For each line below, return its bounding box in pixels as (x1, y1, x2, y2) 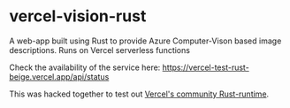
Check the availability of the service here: (9, 62, 161, 73)
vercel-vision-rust (9, 6, 147, 27)
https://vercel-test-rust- (162, 62, 249, 73)
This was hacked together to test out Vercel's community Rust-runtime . (9, 89, 270, 99)
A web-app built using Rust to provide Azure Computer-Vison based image (9, 35, 282, 46)
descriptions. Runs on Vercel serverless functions (9, 44, 190, 55)
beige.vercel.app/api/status (9, 71, 110, 81)
